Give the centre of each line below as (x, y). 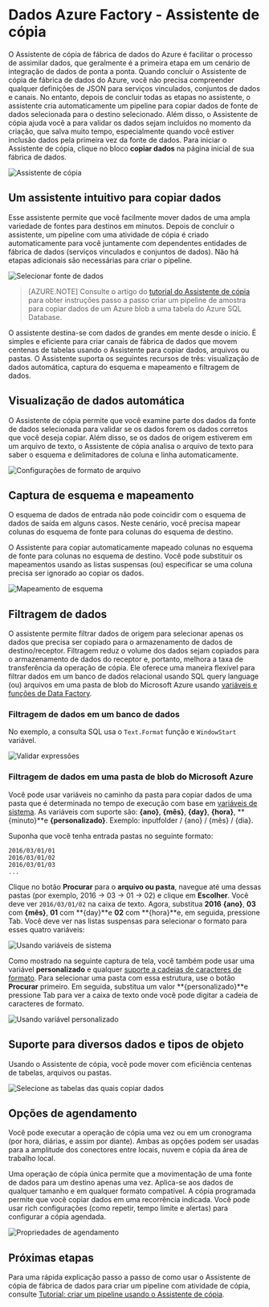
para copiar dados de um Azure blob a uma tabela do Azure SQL (135, 309)
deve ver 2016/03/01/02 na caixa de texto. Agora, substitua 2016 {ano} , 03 (132, 903)
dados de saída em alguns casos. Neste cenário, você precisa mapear (124, 523)
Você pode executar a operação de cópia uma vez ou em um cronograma (130, 1133)
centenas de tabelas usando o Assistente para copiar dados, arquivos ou (129, 350)
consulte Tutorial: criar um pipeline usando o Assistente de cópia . (116, 1294)
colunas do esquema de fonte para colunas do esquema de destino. (121, 532)
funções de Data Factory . (50, 694)
